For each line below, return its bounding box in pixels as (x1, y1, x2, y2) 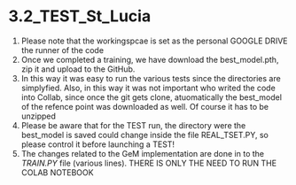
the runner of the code (20, 44, 104, 55)
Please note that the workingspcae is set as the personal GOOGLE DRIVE (20, 35, 288, 46)
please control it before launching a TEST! (20, 139, 175, 150)
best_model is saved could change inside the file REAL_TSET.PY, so (20, 129, 269, 140)
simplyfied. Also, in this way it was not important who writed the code (20, 82, 276, 93)
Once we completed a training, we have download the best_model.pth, (20, 54, 279, 65)
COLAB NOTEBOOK (20, 166, 94, 178)
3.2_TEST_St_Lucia (8, 6, 152, 27)
